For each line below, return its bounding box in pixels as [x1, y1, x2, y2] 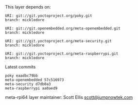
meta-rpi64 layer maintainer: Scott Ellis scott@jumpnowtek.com [5, 94, 133, 100]
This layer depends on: [5, 4, 51, 10]
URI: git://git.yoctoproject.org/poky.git [5, 13, 92, 18]
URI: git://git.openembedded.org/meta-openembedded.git [5, 26, 121, 31]
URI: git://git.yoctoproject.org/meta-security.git [5, 39, 112, 43]
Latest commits [5, 64, 36, 69]
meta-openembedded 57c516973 [5, 78, 64, 82]
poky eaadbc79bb [5, 73, 38, 78]
